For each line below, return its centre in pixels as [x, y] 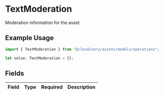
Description [82, 87]
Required [52, 87]
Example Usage [30, 38]
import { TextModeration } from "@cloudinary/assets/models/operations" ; [82, 49]
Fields [15, 73]
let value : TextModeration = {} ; [39, 58]
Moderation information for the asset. [43, 23]
